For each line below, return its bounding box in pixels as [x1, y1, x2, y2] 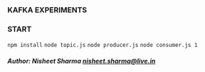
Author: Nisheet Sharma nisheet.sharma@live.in [7, 56, 156, 65]
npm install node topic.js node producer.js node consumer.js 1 [7, 41, 198, 49]
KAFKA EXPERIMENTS [7, 5, 88, 15]
